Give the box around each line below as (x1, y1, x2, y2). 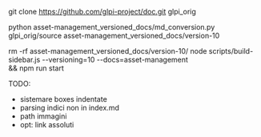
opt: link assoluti (19, 120, 74, 129)
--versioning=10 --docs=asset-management (42, 55, 188, 64)
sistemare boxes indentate (19, 95, 108, 103)
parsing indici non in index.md (19, 103, 120, 112)
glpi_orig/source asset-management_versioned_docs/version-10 (8, 31, 220, 40)
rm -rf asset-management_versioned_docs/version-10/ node (8, 46, 207, 55)
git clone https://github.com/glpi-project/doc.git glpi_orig (8, 7, 196, 16)
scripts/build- (208, 46, 254, 55)
